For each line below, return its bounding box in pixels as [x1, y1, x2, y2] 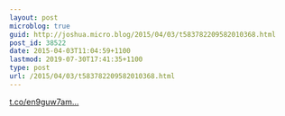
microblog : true [9, 22, 70, 31]
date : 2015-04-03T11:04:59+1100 [9, 47, 131, 56]
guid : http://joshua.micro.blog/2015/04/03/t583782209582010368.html [9, 30, 277, 39]
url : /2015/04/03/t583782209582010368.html [9, 72, 176, 81]
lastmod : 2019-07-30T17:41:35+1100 [9, 55, 143, 64]
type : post [9, 64, 51, 73]
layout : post [9, 13, 59, 22]
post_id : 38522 [9, 38, 67, 48]
